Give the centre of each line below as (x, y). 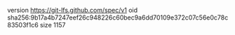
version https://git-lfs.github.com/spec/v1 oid (73, 10)
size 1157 (53, 25)
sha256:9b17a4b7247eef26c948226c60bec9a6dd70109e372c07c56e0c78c (118, 17)
